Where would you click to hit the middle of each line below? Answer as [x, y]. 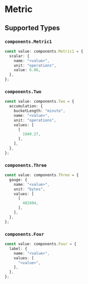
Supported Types [32, 28]
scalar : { [19, 56]
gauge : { [18, 180]
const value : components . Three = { [42, 175]
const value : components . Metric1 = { [44, 51]
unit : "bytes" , [29, 189]
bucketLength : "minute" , [39, 111]
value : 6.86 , [27, 70]
